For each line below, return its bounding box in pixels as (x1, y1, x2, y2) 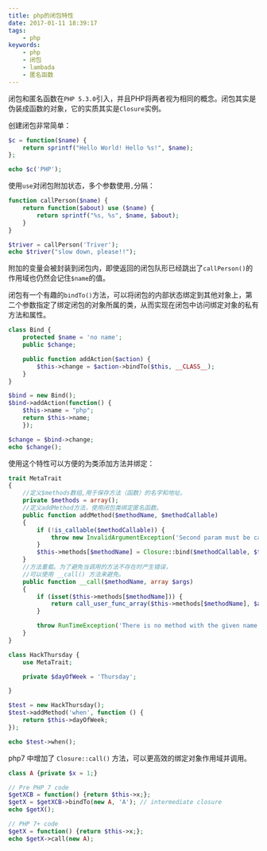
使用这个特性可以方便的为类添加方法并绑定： (8, 458, 155, 468)
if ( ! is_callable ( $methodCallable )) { (37, 526, 165, 534)
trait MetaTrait (8, 474, 62, 482)
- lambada (22, 64, 56, 72)
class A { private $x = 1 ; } (8, 769, 98, 777)
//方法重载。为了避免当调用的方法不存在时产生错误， (22, 563, 172, 571)
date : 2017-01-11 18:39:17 (8, 19, 98, 27)
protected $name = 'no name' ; (22, 333, 123, 342)
